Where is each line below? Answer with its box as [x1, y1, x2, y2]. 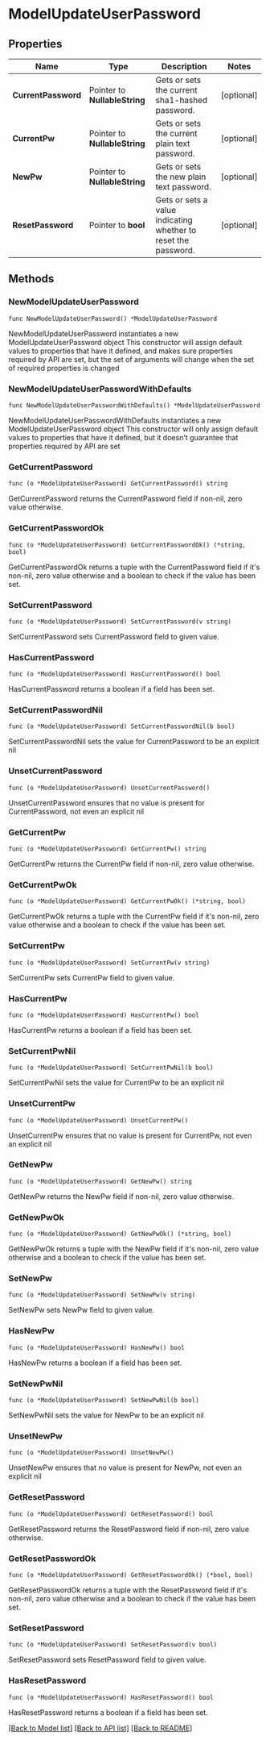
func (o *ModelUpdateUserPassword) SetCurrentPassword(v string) [8, 618, 231, 626]
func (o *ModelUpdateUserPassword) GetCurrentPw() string [8, 845, 207, 853]
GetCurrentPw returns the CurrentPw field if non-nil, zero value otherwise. [8, 860, 255, 869]
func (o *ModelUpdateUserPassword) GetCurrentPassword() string [8, 480, 228, 488]
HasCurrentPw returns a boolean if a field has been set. [8, 1025, 193, 1034]
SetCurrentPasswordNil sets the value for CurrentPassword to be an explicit [8, 737, 260, 747]
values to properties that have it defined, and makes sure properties [8, 346, 233, 356]
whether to [155, 225, 197, 235]
